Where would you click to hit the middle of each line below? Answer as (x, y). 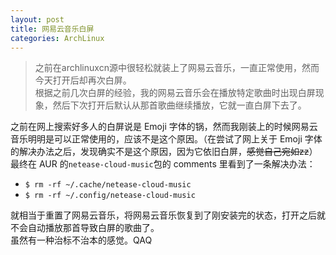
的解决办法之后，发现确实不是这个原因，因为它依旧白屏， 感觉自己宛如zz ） (164, 152)
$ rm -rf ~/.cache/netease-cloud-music (108, 185)
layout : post (37, 19)
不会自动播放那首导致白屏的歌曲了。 (85, 228)
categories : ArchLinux (57, 38)
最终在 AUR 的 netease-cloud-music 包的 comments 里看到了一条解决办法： (163, 164)
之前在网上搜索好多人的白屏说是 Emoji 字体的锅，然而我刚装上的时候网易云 (164, 127)
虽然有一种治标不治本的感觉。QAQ (81, 240)
